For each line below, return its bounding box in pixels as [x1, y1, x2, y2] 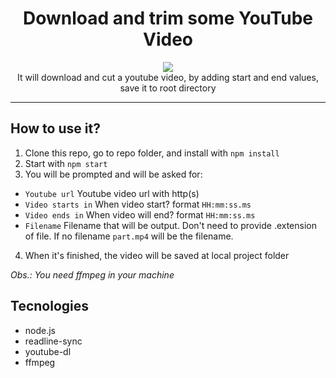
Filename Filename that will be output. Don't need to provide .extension [24, 219, 317, 231]
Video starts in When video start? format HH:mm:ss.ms [24, 198, 252, 210]
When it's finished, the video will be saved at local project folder [24, 249, 290, 261]
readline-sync [24, 335, 83, 347]
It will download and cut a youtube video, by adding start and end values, [17, 71, 319, 83]
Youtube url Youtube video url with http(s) [24, 187, 200, 199]
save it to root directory [119, 82, 217, 94]
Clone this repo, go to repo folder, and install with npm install [24, 147, 280, 159]
